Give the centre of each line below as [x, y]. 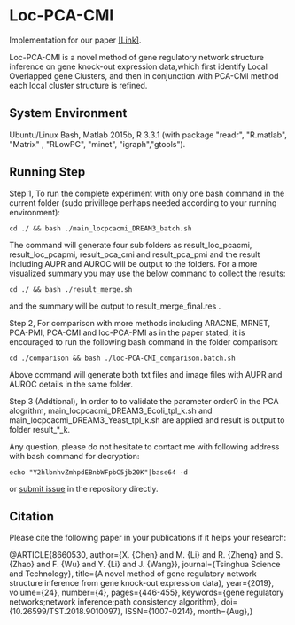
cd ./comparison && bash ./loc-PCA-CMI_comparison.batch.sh [123, 358]
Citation [32, 516]
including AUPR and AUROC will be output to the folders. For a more [133, 263]
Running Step [47, 172]
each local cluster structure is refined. [78, 85]
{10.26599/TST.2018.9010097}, [66, 612]
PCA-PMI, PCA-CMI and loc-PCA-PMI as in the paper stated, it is [127, 332]
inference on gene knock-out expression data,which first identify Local [139, 66]
